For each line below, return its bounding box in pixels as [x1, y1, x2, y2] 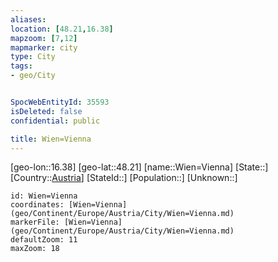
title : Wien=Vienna [10, 134, 92, 144]
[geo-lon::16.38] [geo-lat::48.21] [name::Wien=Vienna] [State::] [10, 161, 269, 173]
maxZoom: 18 [10, 244, 60, 254]
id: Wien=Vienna [10, 191, 78, 201]
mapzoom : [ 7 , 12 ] [10, 33, 78, 43]
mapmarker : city [10, 42, 78, 53]
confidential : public [10, 116, 101, 126]
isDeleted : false [10, 106, 83, 116]
